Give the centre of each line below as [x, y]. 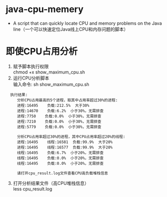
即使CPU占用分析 [42, 52]
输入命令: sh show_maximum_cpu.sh [51, 84]
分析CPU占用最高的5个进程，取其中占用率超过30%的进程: [67, 100]
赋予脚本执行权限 [31, 66]
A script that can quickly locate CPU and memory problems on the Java [87, 23]
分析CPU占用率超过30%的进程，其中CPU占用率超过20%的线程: [71, 137]
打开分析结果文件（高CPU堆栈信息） [51, 183]
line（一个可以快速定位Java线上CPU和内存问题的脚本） [70, 29]
